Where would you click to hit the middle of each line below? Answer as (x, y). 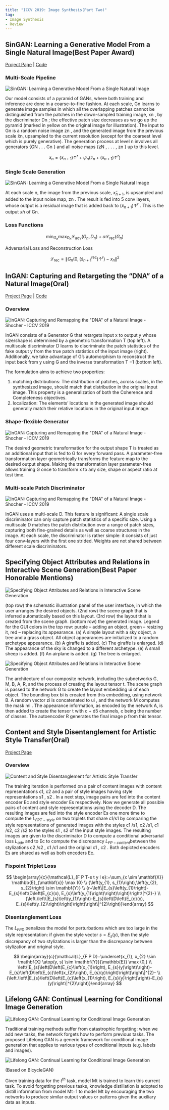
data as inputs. (21, 1102)
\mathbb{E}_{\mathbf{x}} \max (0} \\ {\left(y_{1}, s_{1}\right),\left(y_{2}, (85, 882)
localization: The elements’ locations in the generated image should (83, 403)
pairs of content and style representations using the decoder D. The (76, 808)
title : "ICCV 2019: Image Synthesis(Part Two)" (56, 10)
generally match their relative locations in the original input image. (81, 409)
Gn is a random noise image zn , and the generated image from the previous (84, 131)
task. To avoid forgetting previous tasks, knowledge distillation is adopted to (84, 1086)
